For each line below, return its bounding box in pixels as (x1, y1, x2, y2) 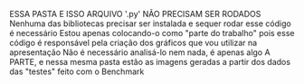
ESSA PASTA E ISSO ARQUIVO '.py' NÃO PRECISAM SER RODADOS (9, 9, 261, 19)
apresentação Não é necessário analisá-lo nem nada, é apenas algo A (9, 47, 271, 58)
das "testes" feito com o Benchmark (9, 66, 145, 77)
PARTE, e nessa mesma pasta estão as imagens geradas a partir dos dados (9, 57, 291, 67)
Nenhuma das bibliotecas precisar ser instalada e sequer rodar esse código (9, 18, 291, 29)
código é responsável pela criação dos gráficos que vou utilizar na (9, 37, 258, 48)
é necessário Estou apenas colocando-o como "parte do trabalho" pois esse (9, 28, 295, 38)
